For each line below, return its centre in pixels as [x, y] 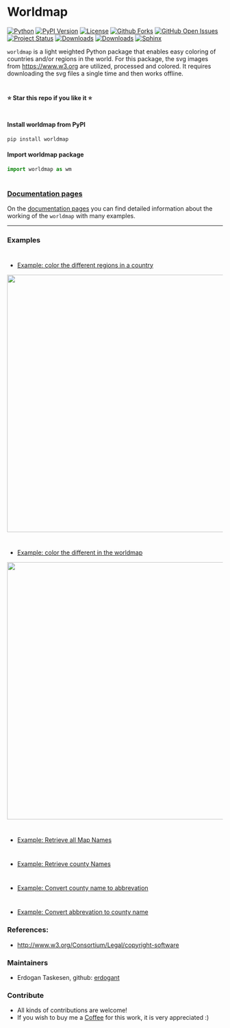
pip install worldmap [38, 139]
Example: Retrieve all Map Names [64, 840]
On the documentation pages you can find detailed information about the [110, 209]
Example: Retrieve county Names [64, 864]
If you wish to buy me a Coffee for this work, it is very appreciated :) [113, 1018]
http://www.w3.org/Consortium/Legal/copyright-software [98, 945]
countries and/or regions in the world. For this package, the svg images [108, 58]
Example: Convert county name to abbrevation [82, 888]
